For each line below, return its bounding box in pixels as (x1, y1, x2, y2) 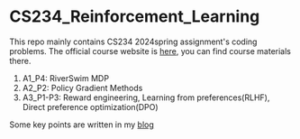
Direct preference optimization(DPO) (22, 101, 159, 112)
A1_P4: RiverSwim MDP (22, 72, 110, 83)
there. (9, 55, 32, 66)
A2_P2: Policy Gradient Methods (22, 82, 143, 93)
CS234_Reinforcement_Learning (9, 6, 260, 27)
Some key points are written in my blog (9, 119, 155, 130)
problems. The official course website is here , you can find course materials (9, 45, 291, 56)
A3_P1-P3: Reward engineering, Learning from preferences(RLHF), (22, 92, 270, 103)
